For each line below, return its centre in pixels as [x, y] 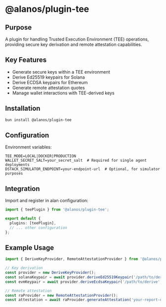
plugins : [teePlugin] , [33, 223]
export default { [23, 219]
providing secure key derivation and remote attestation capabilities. [74, 44]
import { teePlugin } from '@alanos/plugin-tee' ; [57, 210]
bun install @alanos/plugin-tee [38, 120]
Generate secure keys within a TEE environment [61, 72]
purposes [14, 174]
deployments [17, 165]
